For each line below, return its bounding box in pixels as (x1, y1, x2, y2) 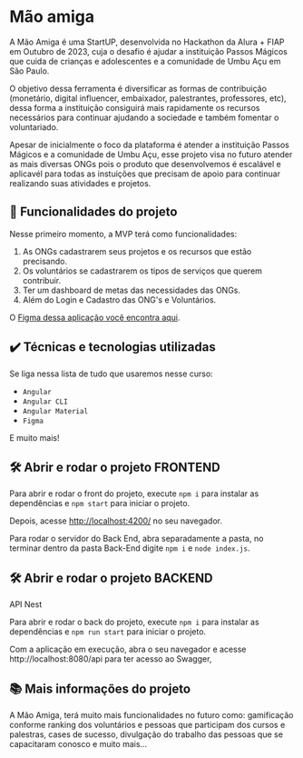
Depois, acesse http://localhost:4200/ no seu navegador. (9, 515, 223, 526)
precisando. (22, 255, 68, 266)
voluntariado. (9, 121, 59, 133)
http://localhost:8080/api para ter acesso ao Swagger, (9, 653, 212, 664)
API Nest (9, 599, 43, 610)
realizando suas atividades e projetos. (9, 177, 151, 188)
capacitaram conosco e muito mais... (9, 739, 148, 749)
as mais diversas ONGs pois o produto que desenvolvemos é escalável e (9, 158, 281, 169)
